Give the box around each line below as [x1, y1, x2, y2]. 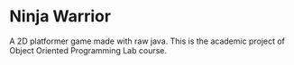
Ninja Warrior [9, 6, 111, 27]
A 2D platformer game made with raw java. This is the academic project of [9, 36, 286, 46]
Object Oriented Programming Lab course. [9, 45, 168, 55]
